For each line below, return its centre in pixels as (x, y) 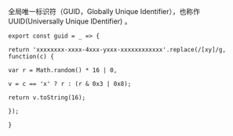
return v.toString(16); (47, 98)
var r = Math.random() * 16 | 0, (63, 70)
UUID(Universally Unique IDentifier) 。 (70, 21)
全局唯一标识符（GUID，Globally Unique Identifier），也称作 (104, 11)
